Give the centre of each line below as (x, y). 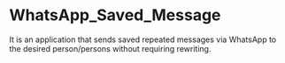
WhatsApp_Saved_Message (115, 15)
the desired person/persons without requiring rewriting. (110, 48)
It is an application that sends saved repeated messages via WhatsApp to (143, 39)
